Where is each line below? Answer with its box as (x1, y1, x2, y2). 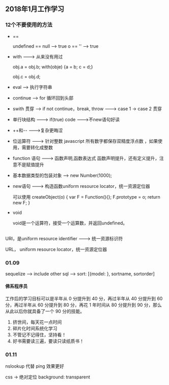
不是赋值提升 (17, 162, 44, 168)
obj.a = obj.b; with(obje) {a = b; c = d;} (12, 63, 93, 70)
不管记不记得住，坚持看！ (12, 332, 66, 338)
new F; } (12, 200, 30, 206)
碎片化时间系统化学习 (12, 325, 57, 331)
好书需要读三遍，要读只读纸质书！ (12, 338, 84, 344)
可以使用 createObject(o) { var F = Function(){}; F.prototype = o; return (12, 194, 161, 200)
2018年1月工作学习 (5, 5, 64, 14)
